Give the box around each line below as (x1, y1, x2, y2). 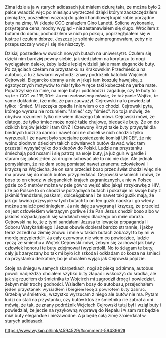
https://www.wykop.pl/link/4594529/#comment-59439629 (5, 328, 126, 333)
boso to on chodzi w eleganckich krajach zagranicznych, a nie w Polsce (5, 177, 152, 183)
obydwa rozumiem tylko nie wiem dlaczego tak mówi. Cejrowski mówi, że (5, 114, 155, 119)
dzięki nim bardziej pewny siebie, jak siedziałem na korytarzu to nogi (5, 56, 145, 61)
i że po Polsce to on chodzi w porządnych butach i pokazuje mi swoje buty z (5, 188, 161, 193)
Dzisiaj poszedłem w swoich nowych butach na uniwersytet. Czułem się (5, 50, 152, 56)
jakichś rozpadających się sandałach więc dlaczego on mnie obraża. (5, 214, 145, 219)
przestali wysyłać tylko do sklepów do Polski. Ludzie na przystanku (5, 145, 142, 151)
